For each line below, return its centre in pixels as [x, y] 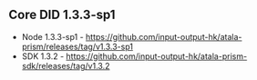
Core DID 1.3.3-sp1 [62, 15]
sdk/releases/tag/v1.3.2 [66, 65]
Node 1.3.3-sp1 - [52, 36]
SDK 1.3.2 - [43, 56]
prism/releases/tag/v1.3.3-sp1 [77, 46]
